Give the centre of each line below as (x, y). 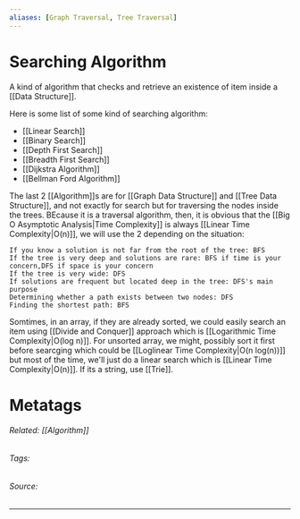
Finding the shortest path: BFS (69, 305)
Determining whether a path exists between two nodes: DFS (121, 297)
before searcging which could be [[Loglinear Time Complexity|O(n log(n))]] (147, 350)
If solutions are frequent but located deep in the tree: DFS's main (142, 281)
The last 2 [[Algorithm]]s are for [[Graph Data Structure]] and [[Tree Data (143, 196)
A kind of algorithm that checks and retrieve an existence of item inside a (144, 87)
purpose (24, 289)
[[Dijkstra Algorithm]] (61, 169)
